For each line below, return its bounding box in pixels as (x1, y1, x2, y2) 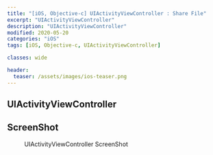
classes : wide (7, 54, 48, 62)
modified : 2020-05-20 (7, 29, 69, 36)
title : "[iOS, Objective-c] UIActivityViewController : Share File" (7, 10, 207, 17)
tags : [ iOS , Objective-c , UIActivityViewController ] (7, 42, 161, 49)
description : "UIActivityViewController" (7, 23, 127, 29)
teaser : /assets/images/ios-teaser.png (13, 73, 127, 80)
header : (7, 67, 29, 73)
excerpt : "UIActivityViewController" (7, 16, 115, 23)
